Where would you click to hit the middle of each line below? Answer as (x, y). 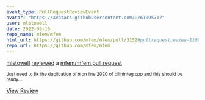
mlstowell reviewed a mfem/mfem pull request (64, 63)
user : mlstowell (27, 23)
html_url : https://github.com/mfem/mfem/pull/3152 (72, 40)
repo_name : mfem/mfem (34, 35)
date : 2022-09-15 (28, 29)
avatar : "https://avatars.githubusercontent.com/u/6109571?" (86, 18)
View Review (22, 90)
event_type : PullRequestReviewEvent (53, 12)
